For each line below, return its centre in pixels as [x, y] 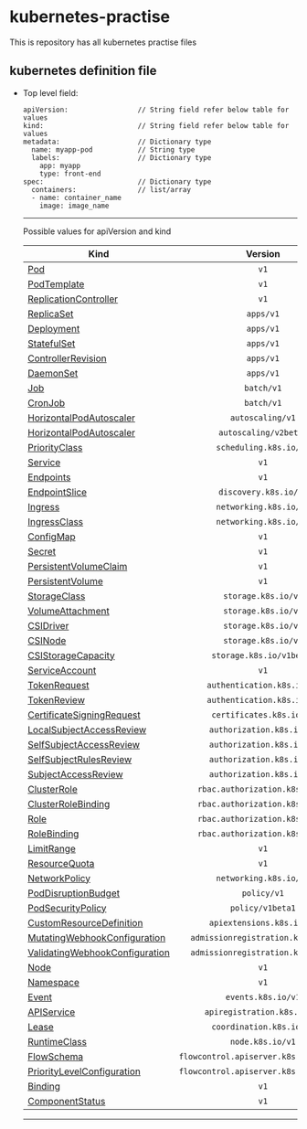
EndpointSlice [57, 492]
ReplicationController [73, 299]
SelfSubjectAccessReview [83, 744]
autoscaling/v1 [263, 417]
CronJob [46, 402]
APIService [51, 1012]
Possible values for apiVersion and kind [97, 231]
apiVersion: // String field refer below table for [156, 110]
